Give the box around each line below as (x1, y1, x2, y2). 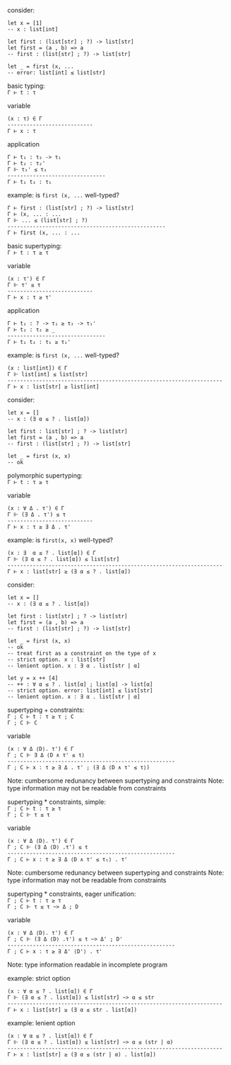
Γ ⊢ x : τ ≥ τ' (7, 294, 52, 301)
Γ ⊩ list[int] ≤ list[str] (7, 371, 88, 378)
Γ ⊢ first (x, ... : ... (7, 229, 81, 236)
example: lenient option (7, 1019, 76, 1027)
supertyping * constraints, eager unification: (7, 890, 136, 898)
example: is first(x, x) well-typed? (7, 536, 113, 544)
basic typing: (7, 81, 45, 90)
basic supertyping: (7, 242, 62, 250)
